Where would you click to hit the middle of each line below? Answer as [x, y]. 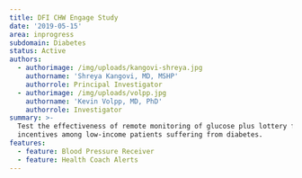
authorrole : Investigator [74, 110]
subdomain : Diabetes [48, 43]
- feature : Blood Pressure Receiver [86, 151]
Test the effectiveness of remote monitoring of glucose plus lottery [152, 127]
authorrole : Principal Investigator [94, 85]
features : [28, 143]
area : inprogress [42, 34]
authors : [26, 59]
